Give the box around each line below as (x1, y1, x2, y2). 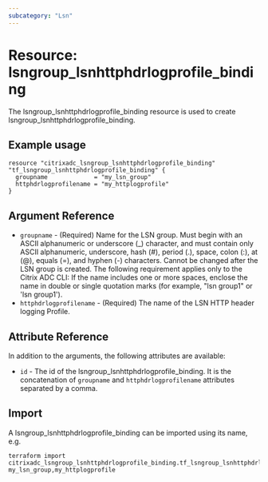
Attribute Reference (8, 329, 109, 344)
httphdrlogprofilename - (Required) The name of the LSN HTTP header (19, 298, 255, 308)
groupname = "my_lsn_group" (15, 173, 152, 181)
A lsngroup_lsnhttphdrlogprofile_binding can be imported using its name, (8, 428, 248, 437)
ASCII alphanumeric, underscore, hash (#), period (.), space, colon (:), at (19, 247, 258, 257)
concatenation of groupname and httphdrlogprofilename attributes (19, 375, 235, 384)
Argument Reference (8, 209, 115, 222)
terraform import (8, 452, 66, 460)
